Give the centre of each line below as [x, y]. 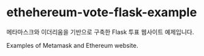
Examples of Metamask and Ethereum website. [72, 45]
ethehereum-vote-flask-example [102, 12]
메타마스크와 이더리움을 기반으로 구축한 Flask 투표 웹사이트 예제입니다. [100, 32]
